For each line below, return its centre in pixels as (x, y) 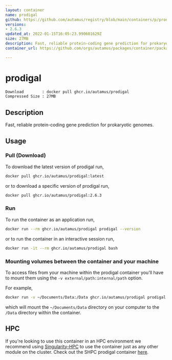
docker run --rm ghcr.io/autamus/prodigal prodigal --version (73, 229)
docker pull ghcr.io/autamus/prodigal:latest (55, 176)
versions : (16, 24)
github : (14, 19)
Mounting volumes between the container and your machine (82, 261)
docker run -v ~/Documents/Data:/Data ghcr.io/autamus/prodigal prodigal (86, 297)
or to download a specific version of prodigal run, (57, 186)
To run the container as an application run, (50, 219)
